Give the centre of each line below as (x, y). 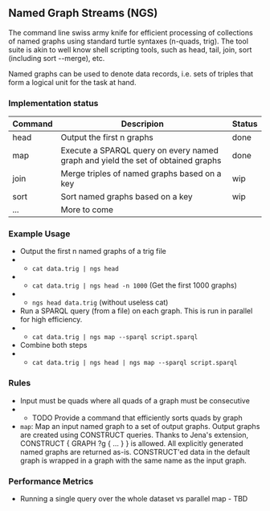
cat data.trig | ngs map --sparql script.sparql (115, 337)
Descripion (143, 124)
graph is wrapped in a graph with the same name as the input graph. (133, 460)
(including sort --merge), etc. (57, 58)
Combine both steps (53, 345)
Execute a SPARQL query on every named (139, 150)
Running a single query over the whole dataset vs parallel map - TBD (134, 499)
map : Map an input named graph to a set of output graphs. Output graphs (140, 426)
